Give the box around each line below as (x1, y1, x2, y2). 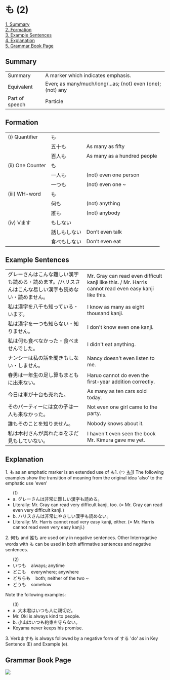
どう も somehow (12, 582, 52, 588)
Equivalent (8, 83, 33, 90)
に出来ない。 (8, 379, 39, 386)
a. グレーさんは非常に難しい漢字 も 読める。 (12, 496, 102, 502)
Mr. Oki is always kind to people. (12, 613, 80, 619)
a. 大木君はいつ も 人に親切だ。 (12, 608, 76, 614)
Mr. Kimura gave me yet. (87, 436, 145, 443)
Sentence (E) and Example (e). (5, 641, 69, 647)
